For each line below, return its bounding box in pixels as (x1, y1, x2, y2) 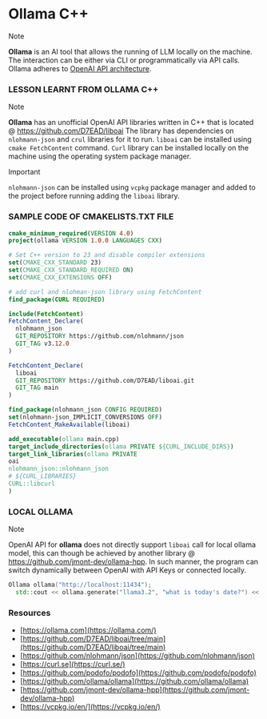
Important (8, 167, 41, 177)
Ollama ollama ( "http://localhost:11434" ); (8, 581, 152, 589)
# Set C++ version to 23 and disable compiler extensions (8, 251, 205, 259)
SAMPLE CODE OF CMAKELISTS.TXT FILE (8, 211, 174, 223)
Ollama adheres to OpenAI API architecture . (8, 63, 152, 73)
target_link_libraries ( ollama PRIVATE (8, 450, 137, 458)
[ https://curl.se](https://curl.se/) (19, 660, 126, 669)
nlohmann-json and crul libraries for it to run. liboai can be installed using (8, 135, 252, 144)
